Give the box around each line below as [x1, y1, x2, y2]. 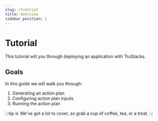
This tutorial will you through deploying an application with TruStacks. [5, 53, 146, 59]
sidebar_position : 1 [5, 16, 48, 21]
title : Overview [5, 12, 38, 17]
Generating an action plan [12, 90, 65, 96]
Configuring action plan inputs [12, 96, 74, 101]
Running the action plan [12, 101, 60, 107]
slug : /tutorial [5, 7, 38, 12]
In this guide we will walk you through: [5, 81, 82, 87]
